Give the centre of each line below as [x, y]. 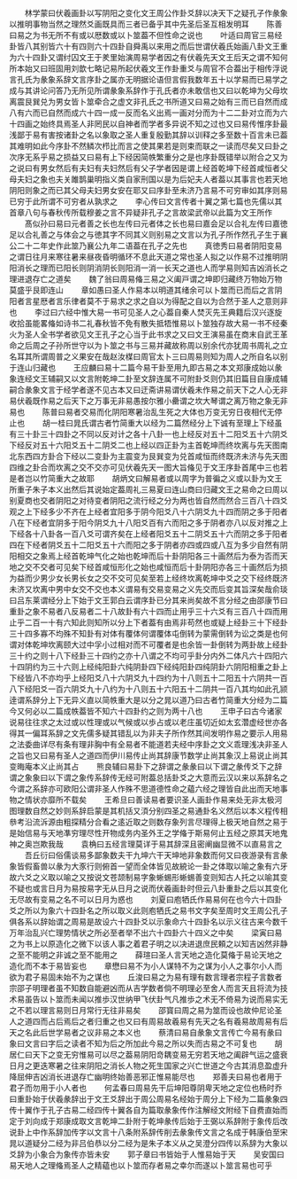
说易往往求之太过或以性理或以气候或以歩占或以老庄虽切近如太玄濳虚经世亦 [145, 722]
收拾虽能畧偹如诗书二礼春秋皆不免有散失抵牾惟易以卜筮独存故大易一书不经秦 [148, 323]
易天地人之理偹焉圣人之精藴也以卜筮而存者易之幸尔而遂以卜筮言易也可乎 [141, 1165]
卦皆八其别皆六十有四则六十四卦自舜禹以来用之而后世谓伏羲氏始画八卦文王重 [148, 46]
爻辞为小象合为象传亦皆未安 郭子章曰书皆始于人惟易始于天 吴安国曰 [147, 1154]
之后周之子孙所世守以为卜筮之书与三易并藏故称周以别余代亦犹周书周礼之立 [152, 345]
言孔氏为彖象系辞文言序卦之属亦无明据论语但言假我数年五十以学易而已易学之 [148, 79]
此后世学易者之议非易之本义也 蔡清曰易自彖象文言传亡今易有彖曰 [157, 1032]
